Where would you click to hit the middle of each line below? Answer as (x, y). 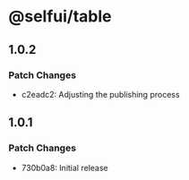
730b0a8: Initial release (64, 167)
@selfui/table (60, 17)
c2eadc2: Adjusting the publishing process (100, 94)
